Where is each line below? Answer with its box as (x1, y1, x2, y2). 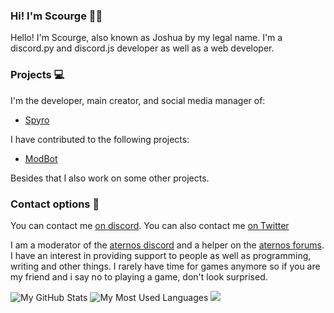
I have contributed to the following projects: (10, 133, 190, 145)
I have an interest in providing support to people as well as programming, (10, 249, 312, 261)
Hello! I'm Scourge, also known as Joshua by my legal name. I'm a (10, 32, 283, 44)
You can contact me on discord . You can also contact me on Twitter (10, 219, 290, 231)
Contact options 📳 (10, 197, 100, 211)
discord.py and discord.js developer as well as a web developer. (10, 42, 275, 54)
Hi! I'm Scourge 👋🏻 (10, 9, 103, 23)
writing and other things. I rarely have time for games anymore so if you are (10, 260, 321, 272)
